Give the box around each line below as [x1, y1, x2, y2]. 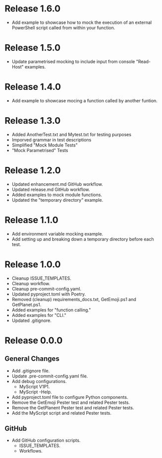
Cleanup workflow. [11, 280, 51, 286]
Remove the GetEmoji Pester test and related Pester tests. [11, 399, 130, 405]
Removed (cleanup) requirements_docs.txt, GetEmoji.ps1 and [11, 296, 137, 302]
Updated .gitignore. [11, 317, 52, 323]
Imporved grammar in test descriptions [11, 137, 92, 143]
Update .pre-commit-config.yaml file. [11, 373, 88, 379]
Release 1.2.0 [4, 164, 61, 176]
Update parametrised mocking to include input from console [11, 58, 135, 65]
